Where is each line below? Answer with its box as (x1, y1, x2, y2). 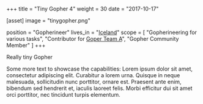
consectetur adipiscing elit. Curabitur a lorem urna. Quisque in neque (6, 72, 180, 78)
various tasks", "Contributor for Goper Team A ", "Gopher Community (6, 35, 179, 42)
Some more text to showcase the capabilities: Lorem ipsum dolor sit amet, (6, 65, 193, 72)
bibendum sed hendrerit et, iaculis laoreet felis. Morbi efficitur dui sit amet (6, 85, 193, 92)
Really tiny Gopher (6, 54, 53, 60)
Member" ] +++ (6, 42, 46, 49)
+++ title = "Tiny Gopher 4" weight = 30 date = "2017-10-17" (6, 5, 159, 12)
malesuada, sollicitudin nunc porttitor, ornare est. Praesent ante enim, (6, 78, 182, 85)
